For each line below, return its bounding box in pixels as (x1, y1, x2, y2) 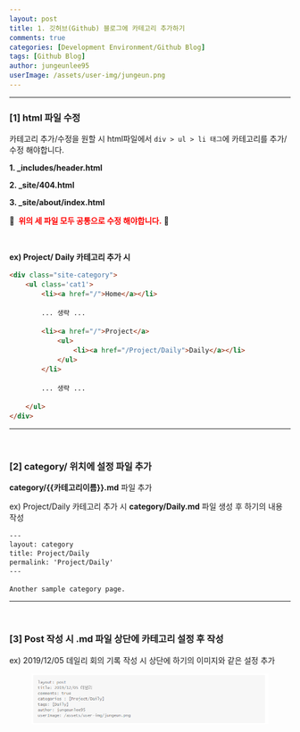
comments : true (9, 33, 66, 42)
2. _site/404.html (9, 179, 75, 191)
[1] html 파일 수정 (9, 112, 81, 124)
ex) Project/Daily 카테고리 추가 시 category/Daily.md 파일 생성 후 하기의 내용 (9, 501, 283, 512)
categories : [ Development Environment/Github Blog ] (9, 43, 205, 52)
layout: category (9, 540, 74, 549)
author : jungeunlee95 (9, 62, 90, 71)
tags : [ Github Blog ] (9, 52, 87, 62)
